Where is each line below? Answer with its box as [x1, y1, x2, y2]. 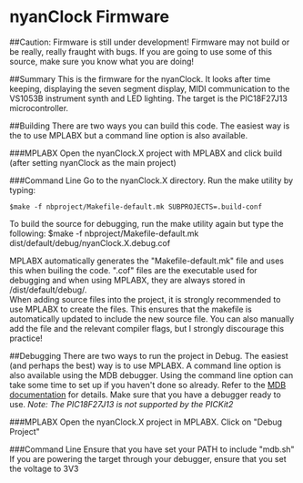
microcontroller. [9, 102, 69, 113]
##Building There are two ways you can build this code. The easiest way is [9, 120, 290, 131]
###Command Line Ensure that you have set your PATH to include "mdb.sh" [9, 444, 295, 455]
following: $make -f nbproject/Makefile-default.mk [9, 228, 199, 239]
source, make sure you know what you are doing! [9, 56, 194, 67]
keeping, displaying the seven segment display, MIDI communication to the [9, 83, 290, 94]
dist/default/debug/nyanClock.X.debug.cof [9, 237, 171, 248]
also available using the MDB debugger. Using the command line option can [9, 369, 294, 380]
